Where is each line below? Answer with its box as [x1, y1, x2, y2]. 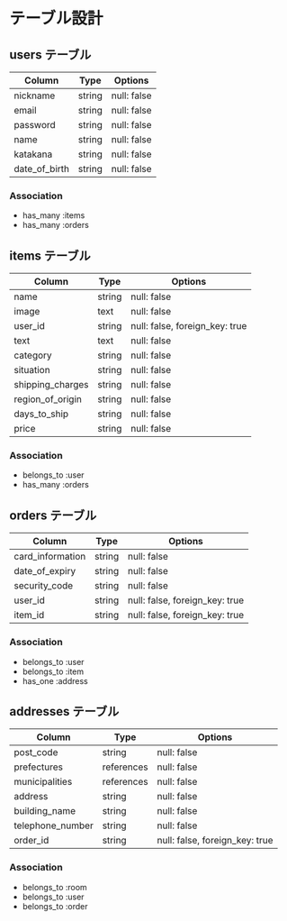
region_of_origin [13, 393, 83, 406]
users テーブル [9, 47, 92, 62]
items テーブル [9, 248, 92, 263]
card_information [13, 551, 86, 563]
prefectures [13, 761, 64, 773]
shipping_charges [13, 378, 89, 391]
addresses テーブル [9, 704, 120, 719]
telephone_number [13, 819, 94, 832]
